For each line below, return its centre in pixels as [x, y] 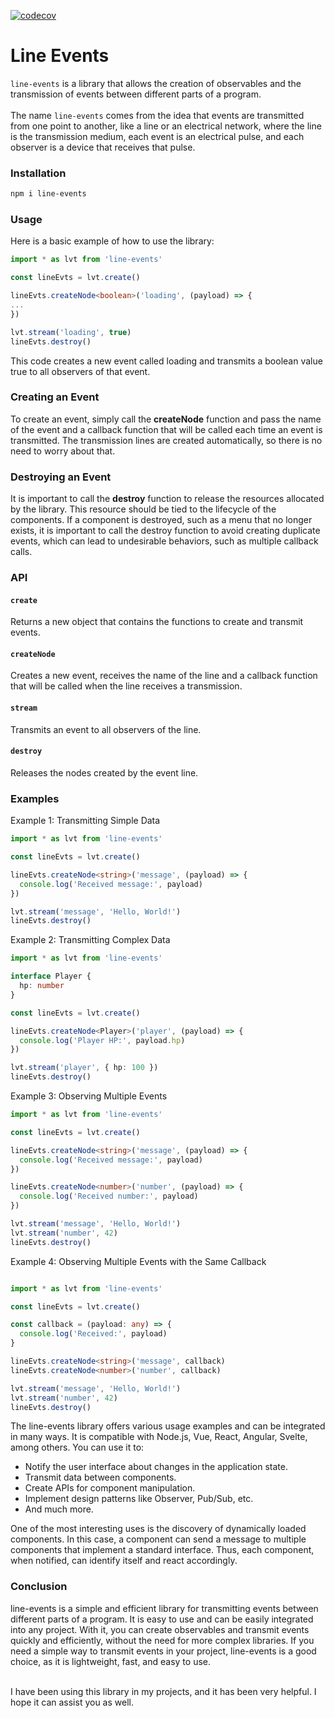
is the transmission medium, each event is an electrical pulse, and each [157, 136]
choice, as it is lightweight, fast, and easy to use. [111, 1661]
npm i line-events [48, 194]
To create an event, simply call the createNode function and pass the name [166, 419]
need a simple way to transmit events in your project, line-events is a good [163, 1651]
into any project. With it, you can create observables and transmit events [160, 1629]
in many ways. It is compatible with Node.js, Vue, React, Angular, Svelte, [159, 1437]
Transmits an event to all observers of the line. [106, 729]
